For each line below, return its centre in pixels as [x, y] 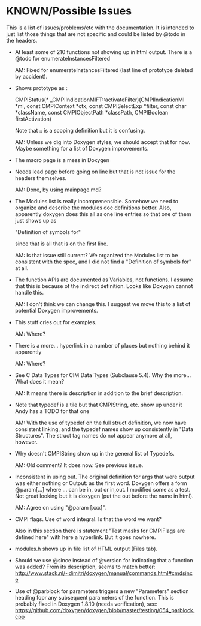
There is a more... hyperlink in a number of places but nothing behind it [102, 345]
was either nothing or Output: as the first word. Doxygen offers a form [101, 483]
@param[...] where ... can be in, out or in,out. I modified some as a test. [103, 489]
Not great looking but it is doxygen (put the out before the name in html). [104, 496]
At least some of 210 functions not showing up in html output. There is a [103, 52]
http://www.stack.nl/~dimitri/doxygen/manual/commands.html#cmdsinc [104, 573]
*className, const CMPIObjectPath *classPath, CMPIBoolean [92, 112]
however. [26, 442]
